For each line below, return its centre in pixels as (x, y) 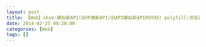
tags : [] (17, 35)
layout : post (23, 12)
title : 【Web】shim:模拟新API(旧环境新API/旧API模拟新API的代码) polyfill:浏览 (102, 18)
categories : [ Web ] (30, 29)
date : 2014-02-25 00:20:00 (41, 23)
